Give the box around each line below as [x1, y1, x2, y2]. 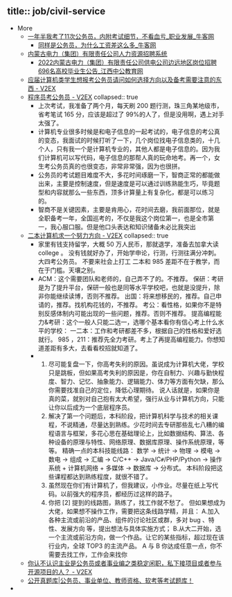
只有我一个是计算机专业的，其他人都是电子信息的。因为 [56, 145, 215, 153]
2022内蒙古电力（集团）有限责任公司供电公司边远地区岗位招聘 [37, 58, 217, 66]
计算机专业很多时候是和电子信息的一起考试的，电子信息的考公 [37, 127, 215, 136]
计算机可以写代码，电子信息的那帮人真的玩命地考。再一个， [44, 153, 215, 161]
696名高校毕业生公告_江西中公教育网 [37, 66, 143, 75]
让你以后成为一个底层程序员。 [48, 403, 134, 411]
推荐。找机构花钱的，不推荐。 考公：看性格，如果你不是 [56, 301, 216, 309]
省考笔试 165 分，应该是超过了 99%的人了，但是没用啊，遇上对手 [37, 110, 224, 118]
